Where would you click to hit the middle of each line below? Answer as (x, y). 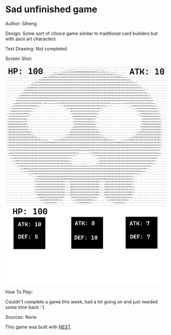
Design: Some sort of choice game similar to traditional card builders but (81, 33)
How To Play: (19, 292)
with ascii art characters (31, 39)
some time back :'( (25, 307)
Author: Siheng (21, 23)
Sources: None (21, 317)
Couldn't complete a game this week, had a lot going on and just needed (82, 302)
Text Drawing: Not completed (36, 48)
